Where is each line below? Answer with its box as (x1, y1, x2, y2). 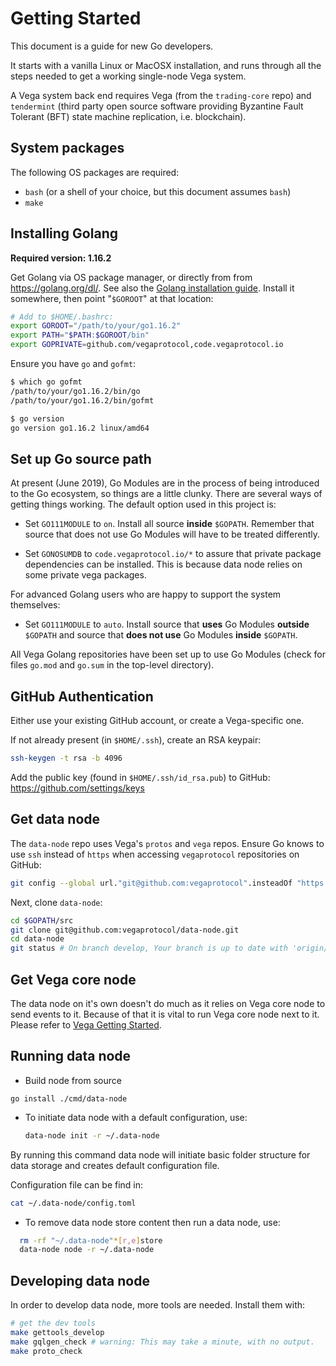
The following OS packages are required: (10, 166, 180, 178)
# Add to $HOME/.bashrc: (10, 312, 114, 322)
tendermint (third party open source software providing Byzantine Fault (10, 100, 304, 112)
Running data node (10, 1048, 132, 1065)
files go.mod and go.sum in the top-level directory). (10, 659, 215, 671)
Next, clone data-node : (10, 896, 103, 908)
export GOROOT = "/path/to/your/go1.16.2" (10, 321, 182, 331)
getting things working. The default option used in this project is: (10, 498, 277, 511)
